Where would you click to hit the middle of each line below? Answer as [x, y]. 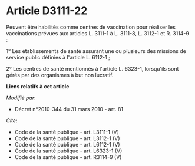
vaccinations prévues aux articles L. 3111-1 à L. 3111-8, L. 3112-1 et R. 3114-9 [98, 33]
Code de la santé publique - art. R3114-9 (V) [68, 157]
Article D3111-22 [47, 11]
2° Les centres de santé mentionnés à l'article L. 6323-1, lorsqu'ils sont [92, 68]
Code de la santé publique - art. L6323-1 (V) [68, 151]
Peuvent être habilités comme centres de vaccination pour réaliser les [91, 27]
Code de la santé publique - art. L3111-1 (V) [67, 132]
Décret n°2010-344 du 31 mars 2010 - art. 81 [69, 109]
